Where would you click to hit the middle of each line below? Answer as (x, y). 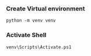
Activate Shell (26, 35)
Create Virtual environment (46, 9)
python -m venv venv (31, 21)
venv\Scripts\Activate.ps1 (39, 47)
